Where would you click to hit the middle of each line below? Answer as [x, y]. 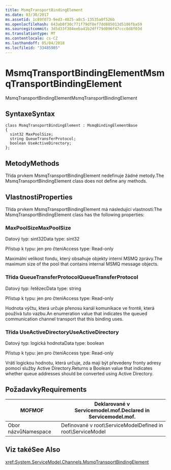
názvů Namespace [30, 431]
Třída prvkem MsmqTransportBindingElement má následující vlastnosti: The [84, 209]
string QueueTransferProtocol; [43, 139]
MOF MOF [32, 410]
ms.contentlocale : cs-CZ [32, 39]
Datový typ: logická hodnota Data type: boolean [55, 343]
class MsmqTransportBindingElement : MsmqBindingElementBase [72, 126]
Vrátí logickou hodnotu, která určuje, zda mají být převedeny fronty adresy [83, 363]
